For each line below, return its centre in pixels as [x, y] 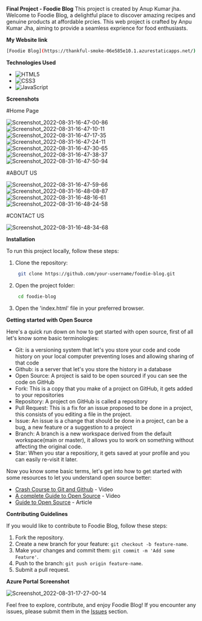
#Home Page [23, 110]
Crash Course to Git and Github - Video [64, 489]
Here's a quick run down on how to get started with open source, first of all [100, 331]
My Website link [27, 40]
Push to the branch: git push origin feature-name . [79, 563]
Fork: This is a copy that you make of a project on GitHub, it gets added [104, 388]
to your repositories [40, 395]
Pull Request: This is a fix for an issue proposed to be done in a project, [104, 408]
